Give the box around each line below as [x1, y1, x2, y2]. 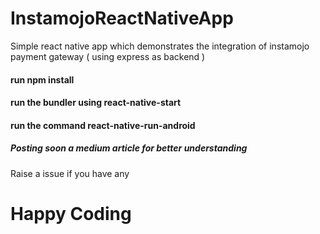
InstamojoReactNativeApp [10, 7, 234, 30]
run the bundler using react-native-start [10, 97, 182, 109]
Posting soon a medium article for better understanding [10, 142, 248, 154]
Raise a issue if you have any [10, 167, 130, 179]
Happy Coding [10, 202, 132, 225]
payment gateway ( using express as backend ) [10, 50, 206, 62]
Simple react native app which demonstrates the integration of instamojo [10, 40, 310, 52]
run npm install [10, 73, 75, 86]
